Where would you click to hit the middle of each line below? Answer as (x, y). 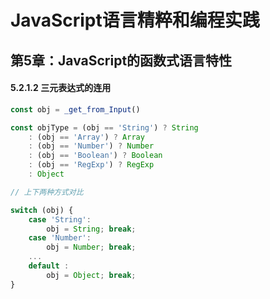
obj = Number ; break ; (91, 247)
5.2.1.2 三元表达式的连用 (61, 88)
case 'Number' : (60, 238)
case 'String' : (60, 219)
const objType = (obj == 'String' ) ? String (104, 127)
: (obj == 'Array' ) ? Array (86, 137)
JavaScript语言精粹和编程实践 (135, 20)
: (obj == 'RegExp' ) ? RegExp (91, 165)
